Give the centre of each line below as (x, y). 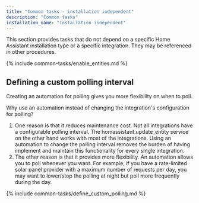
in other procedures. (31, 52)
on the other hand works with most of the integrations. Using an (93, 138)
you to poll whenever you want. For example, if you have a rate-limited (101, 163)
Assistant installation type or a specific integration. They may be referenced (99, 46)
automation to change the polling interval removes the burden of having (102, 144)
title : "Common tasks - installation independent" (70, 12)
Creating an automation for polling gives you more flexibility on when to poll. (99, 96)
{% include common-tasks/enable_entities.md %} (67, 63)
